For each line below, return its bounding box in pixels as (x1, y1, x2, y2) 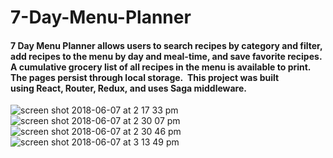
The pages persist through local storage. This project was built (10, 71, 280, 83)
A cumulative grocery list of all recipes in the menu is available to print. (10, 61, 312, 73)
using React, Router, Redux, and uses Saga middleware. (10, 82, 247, 94)
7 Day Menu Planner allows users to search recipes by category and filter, (10, 39, 323, 51)
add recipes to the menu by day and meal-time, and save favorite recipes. (10, 50, 323, 62)
